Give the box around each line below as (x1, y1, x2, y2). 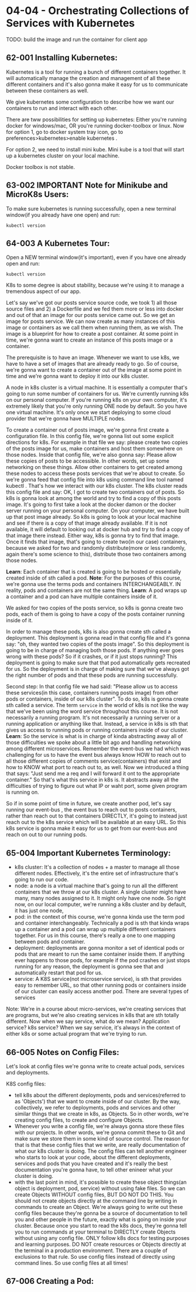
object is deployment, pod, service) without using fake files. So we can (14, 1185, 185, 1191)
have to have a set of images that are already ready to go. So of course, (6, 360, 179, 367)
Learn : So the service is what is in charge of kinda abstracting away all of (6, 733, 183, 740)
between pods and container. (14, 938, 85, 945)
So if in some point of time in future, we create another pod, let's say (6, 800, 171, 807)
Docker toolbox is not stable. (6, 163, 75, 170)
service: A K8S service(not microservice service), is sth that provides (14, 976, 182, 983)
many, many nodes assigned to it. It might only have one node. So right (14, 895, 186, 902)
